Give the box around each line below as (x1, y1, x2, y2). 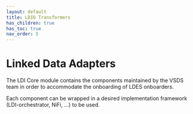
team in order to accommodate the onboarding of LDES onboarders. (6, 83, 174, 91)
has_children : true (6, 20, 55, 26)
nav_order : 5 (6, 31, 39, 37)
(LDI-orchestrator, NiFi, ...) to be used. (6, 101, 100, 109)
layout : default (6, 8, 47, 15)
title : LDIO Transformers (6, 14, 71, 20)
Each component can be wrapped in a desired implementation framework (6, 95, 188, 102)
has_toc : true (6, 25, 42, 32)
